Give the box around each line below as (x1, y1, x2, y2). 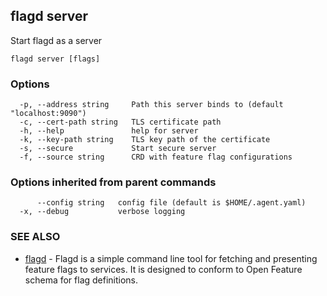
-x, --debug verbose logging (19, 207, 186, 217)
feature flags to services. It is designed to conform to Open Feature (24, 263, 303, 275)
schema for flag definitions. (24, 274, 139, 286)
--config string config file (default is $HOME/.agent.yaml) (36, 198, 307, 208)
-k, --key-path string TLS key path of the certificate (19, 135, 271, 145)
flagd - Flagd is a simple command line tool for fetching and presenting (24, 252, 318, 264)
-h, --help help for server (19, 126, 199, 136)
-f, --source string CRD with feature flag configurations (19, 152, 293, 163)
